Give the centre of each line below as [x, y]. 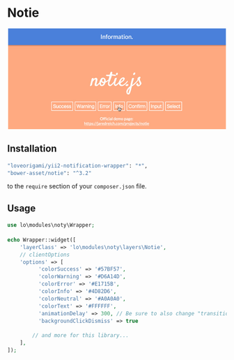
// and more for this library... [81, 336]
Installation [32, 149]
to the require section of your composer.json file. [77, 186]
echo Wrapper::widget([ [42, 240]
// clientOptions [45, 255]
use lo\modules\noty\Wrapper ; [51, 225]
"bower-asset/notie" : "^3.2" [49, 173]
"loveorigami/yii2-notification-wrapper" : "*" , [78, 165]
